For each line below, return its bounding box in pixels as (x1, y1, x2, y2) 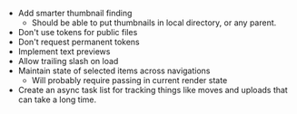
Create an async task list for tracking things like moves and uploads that (17, 85, 288, 95)
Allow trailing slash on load (17, 56, 119, 66)
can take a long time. (17, 94, 97, 105)
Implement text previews (17, 46, 111, 57)
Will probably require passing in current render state (31, 75, 228, 85)
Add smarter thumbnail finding (17, 8, 133, 18)
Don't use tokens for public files (17, 27, 138, 37)
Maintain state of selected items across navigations (17, 65, 211, 76)
